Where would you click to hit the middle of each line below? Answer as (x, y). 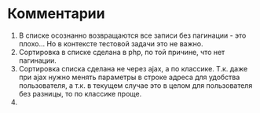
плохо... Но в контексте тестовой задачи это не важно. (111, 43)
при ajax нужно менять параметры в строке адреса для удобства (129, 77)
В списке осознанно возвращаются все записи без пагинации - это (132, 35)
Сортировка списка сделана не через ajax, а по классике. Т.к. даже (133, 68)
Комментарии (56, 14)
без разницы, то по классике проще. (80, 93)
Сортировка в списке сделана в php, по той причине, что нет (122, 52)
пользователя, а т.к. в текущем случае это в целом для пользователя (135, 85)
